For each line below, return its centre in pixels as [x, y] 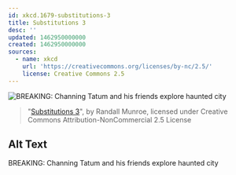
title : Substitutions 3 [47, 23]
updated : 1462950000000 [47, 37]
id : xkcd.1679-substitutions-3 [59, 15]
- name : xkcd [37, 60]
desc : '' [22, 30]
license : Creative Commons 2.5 [74, 74]
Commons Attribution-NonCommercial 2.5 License [109, 119]
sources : [22, 52]
